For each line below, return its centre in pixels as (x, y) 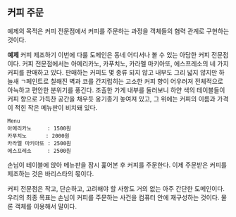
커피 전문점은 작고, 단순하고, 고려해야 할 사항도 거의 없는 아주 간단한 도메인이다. (116, 188)
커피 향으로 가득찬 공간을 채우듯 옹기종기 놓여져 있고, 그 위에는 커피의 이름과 (112, 99)
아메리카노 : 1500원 (39, 128)
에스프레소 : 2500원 (39, 151)
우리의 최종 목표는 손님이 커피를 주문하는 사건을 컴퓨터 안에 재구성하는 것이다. (113, 197)
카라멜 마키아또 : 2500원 (39, 143)
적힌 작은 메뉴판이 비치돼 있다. (56, 107)
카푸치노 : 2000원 (38, 136)
